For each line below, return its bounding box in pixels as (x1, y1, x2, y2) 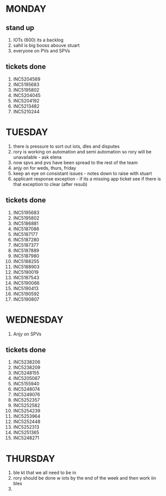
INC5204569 (13, 76, 41, 82)
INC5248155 (13, 370, 40, 376)
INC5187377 (13, 242, 39, 248)
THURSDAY (6, 453, 55, 464)
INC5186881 (13, 220, 39, 226)
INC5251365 (13, 429, 40, 436)
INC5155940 (13, 381, 40, 387)
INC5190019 (13, 269, 39, 275)
